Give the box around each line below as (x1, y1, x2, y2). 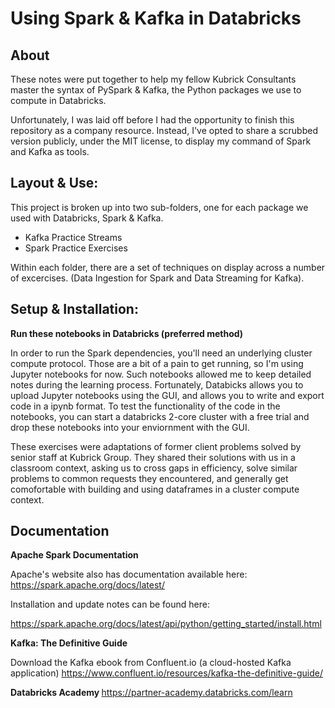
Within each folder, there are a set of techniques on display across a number (10, 261, 326, 273)
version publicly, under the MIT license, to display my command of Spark (10, 135, 312, 147)
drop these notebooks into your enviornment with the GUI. (10, 421, 250, 433)
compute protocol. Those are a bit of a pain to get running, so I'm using (10, 357, 304, 369)
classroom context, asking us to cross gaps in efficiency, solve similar (10, 462, 298, 474)
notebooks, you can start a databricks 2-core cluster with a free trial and (10, 410, 310, 422)
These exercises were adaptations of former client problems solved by (10, 440, 302, 452)
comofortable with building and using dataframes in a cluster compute (10, 483, 300, 495)
